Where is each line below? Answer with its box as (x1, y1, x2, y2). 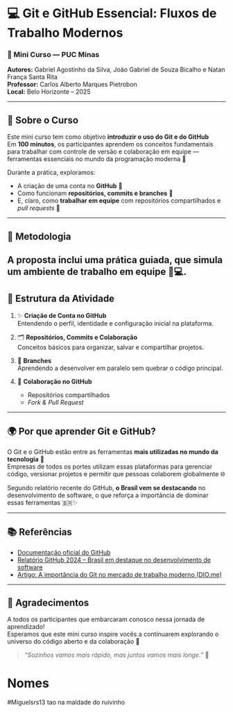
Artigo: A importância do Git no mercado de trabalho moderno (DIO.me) (17, 570, 222, 578)
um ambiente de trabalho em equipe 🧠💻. (7, 266, 187, 278)
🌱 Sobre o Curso (7, 114, 78, 126)
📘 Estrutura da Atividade (7, 293, 115, 305)
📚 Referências (7, 526, 73, 538)
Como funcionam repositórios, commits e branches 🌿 (17, 189, 173, 198)
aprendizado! (7, 623, 45, 631)
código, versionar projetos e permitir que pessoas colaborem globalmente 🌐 (7, 469, 225, 478)
